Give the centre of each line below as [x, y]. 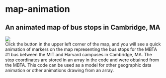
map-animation [38, 9]
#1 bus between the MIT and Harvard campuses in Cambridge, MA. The [79, 55]
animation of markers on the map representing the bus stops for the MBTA [81, 49]
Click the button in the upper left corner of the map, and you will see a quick [83, 44]
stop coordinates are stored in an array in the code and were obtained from [82, 60]
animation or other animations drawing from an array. [60, 70]
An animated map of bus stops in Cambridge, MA [83, 27]
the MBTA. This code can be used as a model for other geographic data [78, 65]
